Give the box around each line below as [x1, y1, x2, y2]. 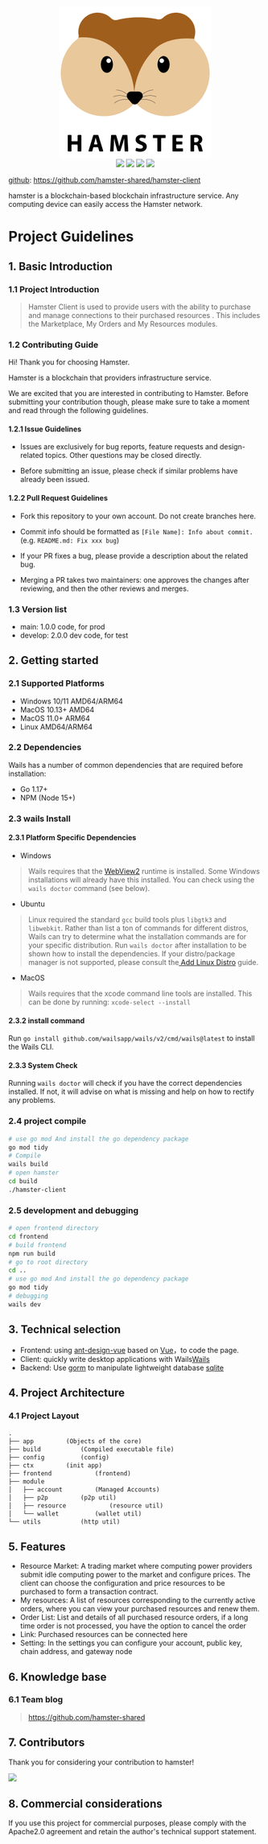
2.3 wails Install [8, 813, 71, 824]
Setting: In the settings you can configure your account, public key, [19, 1638, 243, 1648]
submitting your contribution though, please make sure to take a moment [8, 397, 250, 407]
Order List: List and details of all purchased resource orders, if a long [19, 1612, 249, 1623]
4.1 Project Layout [8, 1410, 80, 1421]
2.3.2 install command [8, 1016, 85, 1025]
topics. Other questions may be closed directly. [45, 451, 202, 460]
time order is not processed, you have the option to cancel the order [19, 1621, 247, 1631]
